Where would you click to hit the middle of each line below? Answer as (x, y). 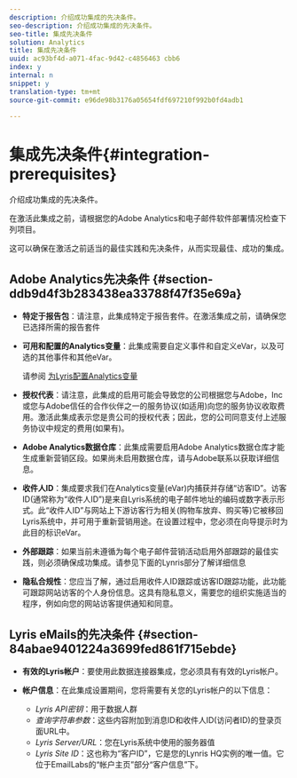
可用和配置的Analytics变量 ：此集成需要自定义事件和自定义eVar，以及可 (153, 346)
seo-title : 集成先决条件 (51, 34)
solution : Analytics (47, 42)
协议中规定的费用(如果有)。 (80, 428)
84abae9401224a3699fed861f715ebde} (123, 649)
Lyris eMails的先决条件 (72, 635)
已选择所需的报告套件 (61, 327)
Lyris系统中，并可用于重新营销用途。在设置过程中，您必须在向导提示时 (151, 521)
